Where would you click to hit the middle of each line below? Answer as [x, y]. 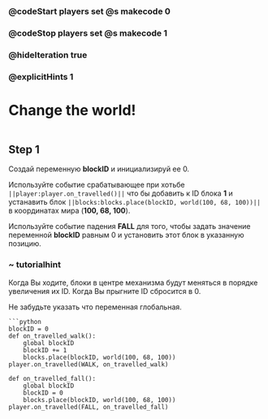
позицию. [25, 244]
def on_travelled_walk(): [52, 336]
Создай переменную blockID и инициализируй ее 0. [99, 169]
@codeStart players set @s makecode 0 [89, 11]
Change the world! [72, 110]
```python [25, 322]
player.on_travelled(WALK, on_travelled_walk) [89, 364]
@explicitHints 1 [41, 76]
